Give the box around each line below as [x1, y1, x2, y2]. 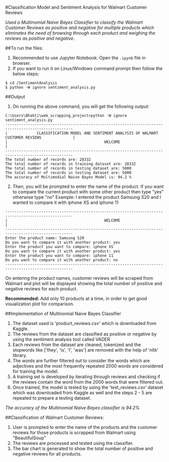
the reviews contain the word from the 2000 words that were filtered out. [12, 379, 164, 385]
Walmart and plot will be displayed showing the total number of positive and [5, 281, 162, 286]
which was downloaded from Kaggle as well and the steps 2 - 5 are [12, 390, 152, 396]
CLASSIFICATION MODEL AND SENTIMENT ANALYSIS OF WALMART [37, 131, 158, 136]
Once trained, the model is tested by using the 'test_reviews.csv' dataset [12, 384, 163, 390]
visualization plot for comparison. [5, 301, 74, 307]
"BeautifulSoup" [12, 435, 46, 441]
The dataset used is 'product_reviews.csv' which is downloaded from [12, 320, 157, 326]
